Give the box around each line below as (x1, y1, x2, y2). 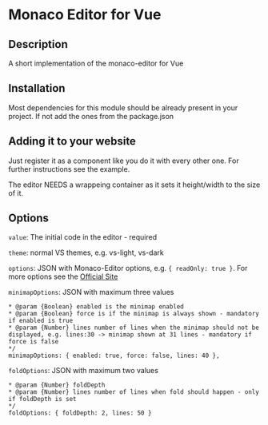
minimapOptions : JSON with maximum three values (8, 288, 174, 297)
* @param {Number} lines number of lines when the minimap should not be (8, 324, 260, 332)
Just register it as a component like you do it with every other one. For (8, 156, 239, 165)
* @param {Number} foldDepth (8, 381, 106, 389)
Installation (8, 81, 66, 95)
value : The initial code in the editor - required (8, 232, 158, 242)
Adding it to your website (8, 134, 136, 149)
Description (8, 38, 68, 51)
